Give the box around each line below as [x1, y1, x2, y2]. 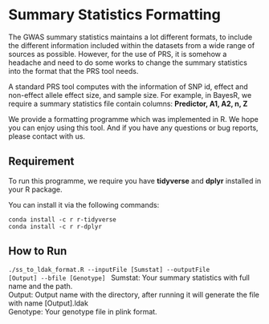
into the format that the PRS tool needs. [8, 66, 139, 75]
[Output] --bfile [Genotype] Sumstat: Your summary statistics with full [8, 273, 251, 282]
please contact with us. [8, 131, 86, 141]
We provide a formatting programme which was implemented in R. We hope [8, 114, 259, 124]
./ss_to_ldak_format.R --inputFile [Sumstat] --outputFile [8, 265, 210, 273]
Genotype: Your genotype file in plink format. [8, 306, 158, 316]
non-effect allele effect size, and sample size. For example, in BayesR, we [8, 90, 252, 99]
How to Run [8, 245, 67, 258]
